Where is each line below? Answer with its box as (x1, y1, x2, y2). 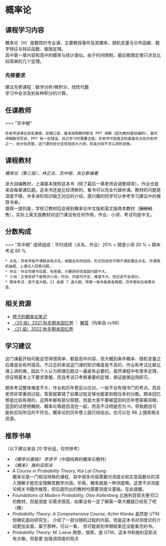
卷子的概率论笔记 (12, 314, 47, 319)
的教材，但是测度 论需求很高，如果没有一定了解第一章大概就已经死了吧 (12, 499, 157, 504)
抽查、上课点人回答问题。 (8, 264, 53, 269)
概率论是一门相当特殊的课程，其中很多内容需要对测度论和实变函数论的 (12, 474, 156, 480)
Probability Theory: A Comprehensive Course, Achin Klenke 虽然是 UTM (12, 511, 160, 517)
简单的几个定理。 (9, 58, 44, 64)
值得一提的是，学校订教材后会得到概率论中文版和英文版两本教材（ (5, 205, 139, 211)
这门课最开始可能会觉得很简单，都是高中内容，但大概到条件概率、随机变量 (5, 356, 157, 362)
